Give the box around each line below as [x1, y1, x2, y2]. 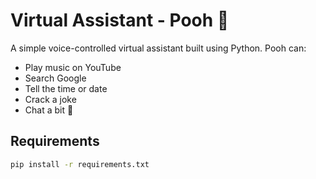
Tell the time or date [24, 82, 108, 94]
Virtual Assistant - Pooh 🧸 [10, 9, 230, 32]
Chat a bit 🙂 [24, 104, 74, 116]
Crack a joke [24, 93, 77, 105]
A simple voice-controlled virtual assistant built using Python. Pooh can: [10, 42, 307, 54]
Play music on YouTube [24, 61, 122, 73]
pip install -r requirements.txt [10, 159, 150, 169]
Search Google [24, 72, 87, 84]
